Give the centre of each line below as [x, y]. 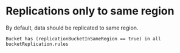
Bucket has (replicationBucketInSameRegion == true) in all [84, 39]
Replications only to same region [90, 11]
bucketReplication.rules [37, 44]
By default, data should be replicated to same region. [72, 28]
